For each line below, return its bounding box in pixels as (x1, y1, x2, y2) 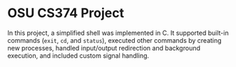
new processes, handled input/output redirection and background (7, 43, 201, 52)
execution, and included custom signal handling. (7, 51, 150, 60)
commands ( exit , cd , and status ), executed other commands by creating (7, 36, 222, 44)
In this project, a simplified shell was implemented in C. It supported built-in (7, 29, 230, 37)
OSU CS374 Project (7, 5, 125, 21)
